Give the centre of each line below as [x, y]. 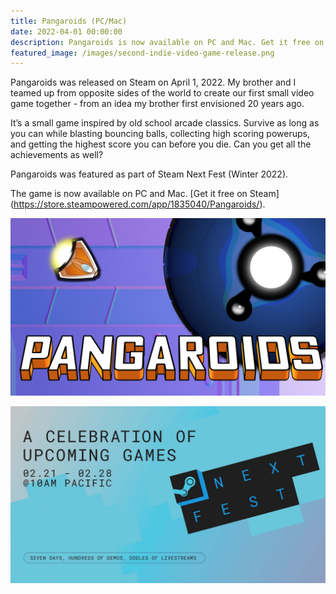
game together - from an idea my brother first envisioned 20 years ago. [157, 104]
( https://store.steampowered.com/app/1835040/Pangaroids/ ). [138, 204]
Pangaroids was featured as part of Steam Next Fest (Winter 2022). [149, 174]
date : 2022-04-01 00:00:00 [66, 31]
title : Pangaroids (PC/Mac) [69, 21]
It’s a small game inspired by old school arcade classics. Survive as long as [165, 123]
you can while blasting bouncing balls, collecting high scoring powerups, [160, 134]
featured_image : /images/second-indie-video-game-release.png [142, 53]
